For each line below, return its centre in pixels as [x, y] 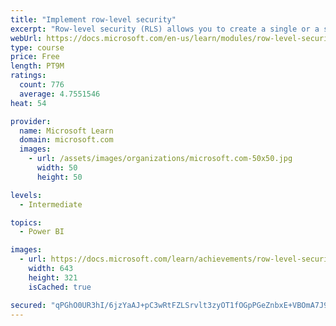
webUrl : [26, 38]
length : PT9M [37, 66]
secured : [28, 305]
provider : [31, 121]
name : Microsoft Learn [66, 131]
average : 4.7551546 [60, 94]
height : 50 [59, 177]
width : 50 [57, 168]
